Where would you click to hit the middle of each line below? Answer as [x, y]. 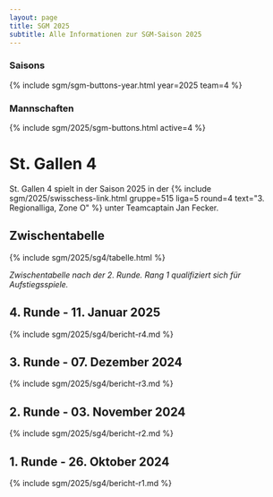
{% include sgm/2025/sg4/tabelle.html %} [87, 257]
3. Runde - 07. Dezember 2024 [96, 362]
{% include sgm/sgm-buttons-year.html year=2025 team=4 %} [126, 85]
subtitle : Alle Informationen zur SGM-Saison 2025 [106, 34]
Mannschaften [42, 108]
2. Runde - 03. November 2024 [98, 411]
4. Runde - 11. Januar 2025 [85, 313]
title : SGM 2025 [39, 26]
